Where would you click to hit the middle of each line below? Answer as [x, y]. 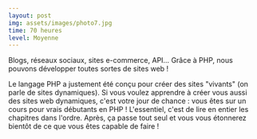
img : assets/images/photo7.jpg [60, 23]
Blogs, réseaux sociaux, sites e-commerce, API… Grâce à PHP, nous [121, 60]
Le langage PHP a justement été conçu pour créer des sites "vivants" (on [128, 84]
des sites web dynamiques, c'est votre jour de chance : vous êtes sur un [127, 101]
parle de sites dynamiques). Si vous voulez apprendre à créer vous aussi [128, 93]
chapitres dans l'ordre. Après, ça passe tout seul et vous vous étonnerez [128, 118]
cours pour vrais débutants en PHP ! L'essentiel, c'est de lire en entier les [128, 110]
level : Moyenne [34, 38]
